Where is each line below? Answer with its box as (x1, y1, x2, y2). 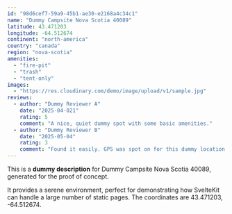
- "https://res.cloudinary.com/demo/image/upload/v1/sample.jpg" (13, 88, 207, 94)
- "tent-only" (13, 74, 54, 82)
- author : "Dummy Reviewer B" (13, 126, 101, 133)
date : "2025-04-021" (19, 107, 79, 114)
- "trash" (13, 68, 42, 75)
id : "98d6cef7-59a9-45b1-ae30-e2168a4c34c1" (7, 10, 138, 17)
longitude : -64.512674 (7, 29, 73, 37)
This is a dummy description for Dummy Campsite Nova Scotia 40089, (7, 165, 212, 173)
